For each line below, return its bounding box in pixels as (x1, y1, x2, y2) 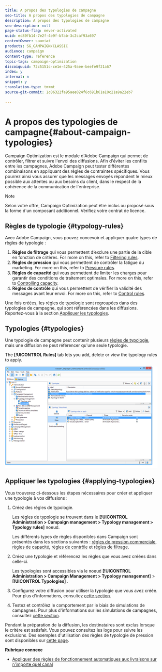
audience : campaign (5, 49, 44, 53)
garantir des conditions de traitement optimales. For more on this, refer (12, 275, 153, 281)
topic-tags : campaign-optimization (5, 59, 77, 64)
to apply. (5, 357, 23, 363)
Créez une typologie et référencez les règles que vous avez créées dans (12, 553, 157, 559)
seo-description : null (5, 23, 51, 28)
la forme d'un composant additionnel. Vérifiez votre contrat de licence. (5, 208, 146, 213)
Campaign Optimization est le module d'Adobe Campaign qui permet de (5, 153, 148, 159)
